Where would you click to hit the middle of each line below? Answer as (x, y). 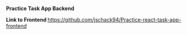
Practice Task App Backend (40, 8)
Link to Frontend (26, 20)
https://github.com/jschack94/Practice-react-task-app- (115, 20)
